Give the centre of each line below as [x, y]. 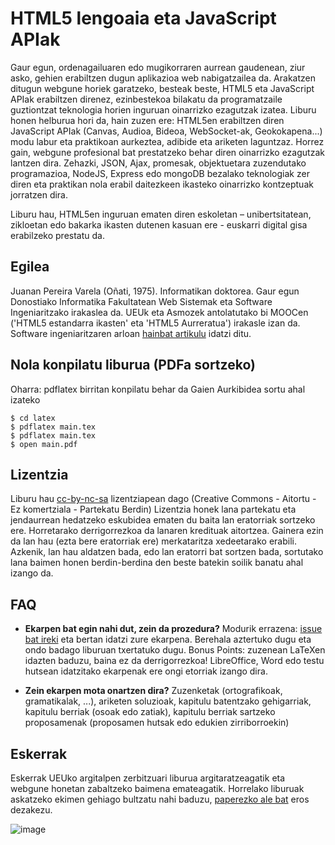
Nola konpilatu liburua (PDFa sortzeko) [133, 365]
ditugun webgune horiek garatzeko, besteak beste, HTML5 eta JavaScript [162, 88]
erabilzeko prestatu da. [57, 235]
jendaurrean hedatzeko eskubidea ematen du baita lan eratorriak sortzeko [163, 520]
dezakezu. [31, 810]
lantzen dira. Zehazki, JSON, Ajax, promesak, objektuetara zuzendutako [158, 163]
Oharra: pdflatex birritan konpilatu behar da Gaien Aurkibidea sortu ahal [158, 389]
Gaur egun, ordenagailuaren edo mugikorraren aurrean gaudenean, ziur [158, 67]
